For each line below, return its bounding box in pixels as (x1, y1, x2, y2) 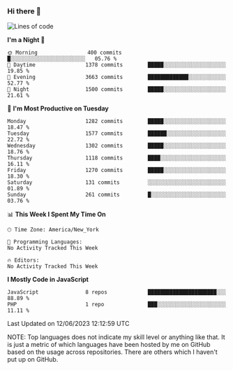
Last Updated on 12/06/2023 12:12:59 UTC (7, 320, 130, 328)
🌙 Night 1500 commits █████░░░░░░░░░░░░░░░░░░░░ (7, 86, 227, 93)
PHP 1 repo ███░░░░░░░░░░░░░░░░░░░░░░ (7, 301, 227, 308)
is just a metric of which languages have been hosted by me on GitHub (7, 341, 211, 349)
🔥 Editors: (7, 257, 40, 264)
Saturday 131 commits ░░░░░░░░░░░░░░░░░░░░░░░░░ (7, 179, 227, 186)
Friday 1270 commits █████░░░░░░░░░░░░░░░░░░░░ (7, 167, 227, 174)
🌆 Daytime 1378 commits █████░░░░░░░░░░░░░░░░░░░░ (7, 62, 227, 69)
